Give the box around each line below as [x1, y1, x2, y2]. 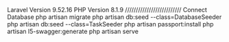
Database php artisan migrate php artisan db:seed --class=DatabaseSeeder [7, 13, 222, 21]
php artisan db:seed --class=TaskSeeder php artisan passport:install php [7, 20, 214, 28]
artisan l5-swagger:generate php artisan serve [7, 27, 139, 35]
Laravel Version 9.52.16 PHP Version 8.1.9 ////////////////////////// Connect [7, 6, 208, 14]
